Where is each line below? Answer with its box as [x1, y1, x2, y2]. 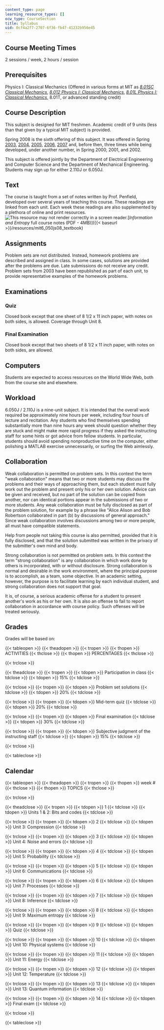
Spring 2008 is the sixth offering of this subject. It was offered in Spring [5, 136, 150, 142]
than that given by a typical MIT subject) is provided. [5, 127, 111, 132]
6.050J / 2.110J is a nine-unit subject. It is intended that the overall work [5, 407, 150, 413]
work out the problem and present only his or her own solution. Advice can [5, 486, 156, 492]
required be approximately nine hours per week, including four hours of [5, 412, 149, 418]
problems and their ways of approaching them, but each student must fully [5, 481, 156, 487]
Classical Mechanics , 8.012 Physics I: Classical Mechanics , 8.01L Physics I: [5, 89, 158, 95]
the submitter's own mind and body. [5, 543, 78, 549]
